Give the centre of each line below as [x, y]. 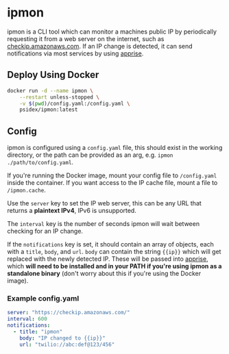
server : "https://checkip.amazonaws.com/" [69, 313]
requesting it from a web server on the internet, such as [86, 38]
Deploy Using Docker [53, 75]
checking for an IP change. [45, 231]
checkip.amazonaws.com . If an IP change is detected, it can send [100, 46]
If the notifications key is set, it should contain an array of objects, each [111, 244]
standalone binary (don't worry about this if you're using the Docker [104, 274]
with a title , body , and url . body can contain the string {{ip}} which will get [114, 252]
